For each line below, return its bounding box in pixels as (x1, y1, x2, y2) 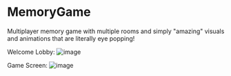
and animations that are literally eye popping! (7, 34, 135, 42)
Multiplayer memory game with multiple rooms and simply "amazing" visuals (7, 27, 225, 35)
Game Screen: (7, 61, 48, 69)
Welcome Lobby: (7, 48, 55, 56)
